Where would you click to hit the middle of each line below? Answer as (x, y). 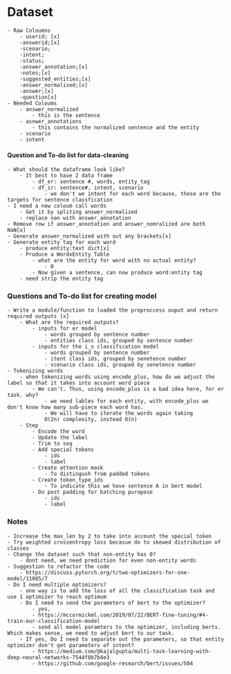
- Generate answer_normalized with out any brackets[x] (89, 236)
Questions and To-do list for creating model (82, 296)
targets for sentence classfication (60, 200)
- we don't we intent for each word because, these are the (132, 194)
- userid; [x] (40, 36)
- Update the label (60, 438)
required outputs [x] (38, 317)
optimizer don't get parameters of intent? (71, 645)
